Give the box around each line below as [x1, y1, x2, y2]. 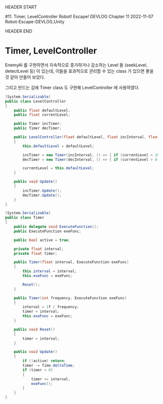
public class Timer [5, 215, 45, 220]
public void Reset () [14, 327, 55, 332]
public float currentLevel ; [14, 112, 70, 118]
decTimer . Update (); [22, 193, 62, 198]
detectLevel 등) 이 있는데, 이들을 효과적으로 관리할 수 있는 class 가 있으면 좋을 [5, 68, 154, 74]
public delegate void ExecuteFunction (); [14, 224, 98, 229]
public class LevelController [5, 99, 66, 104]
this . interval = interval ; [22, 269, 77, 274]
